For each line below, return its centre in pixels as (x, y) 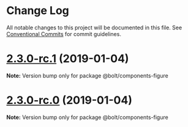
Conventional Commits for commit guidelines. (64, 34)
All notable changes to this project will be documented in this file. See (94, 27)
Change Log (38, 11)
